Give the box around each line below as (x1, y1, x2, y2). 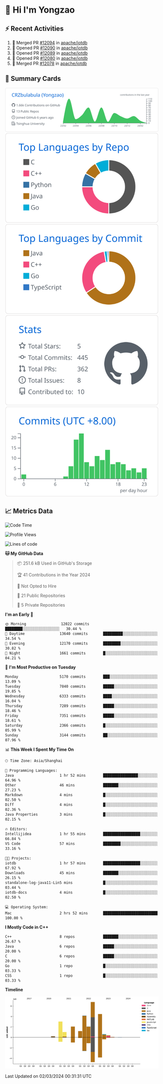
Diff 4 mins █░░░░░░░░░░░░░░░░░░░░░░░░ (5, 802, 158, 808)
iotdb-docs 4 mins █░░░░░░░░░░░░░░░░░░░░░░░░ (5, 890, 158, 895)
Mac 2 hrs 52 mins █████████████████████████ (5, 911, 158, 916)
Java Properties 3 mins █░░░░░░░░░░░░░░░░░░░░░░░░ (5, 812, 158, 817)
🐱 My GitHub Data (5, 551, 44, 556)
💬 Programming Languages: (5, 768, 57, 773)
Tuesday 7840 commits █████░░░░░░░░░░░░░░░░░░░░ (5, 684, 158, 689)
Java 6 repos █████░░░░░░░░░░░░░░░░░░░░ (5, 944, 158, 949)
